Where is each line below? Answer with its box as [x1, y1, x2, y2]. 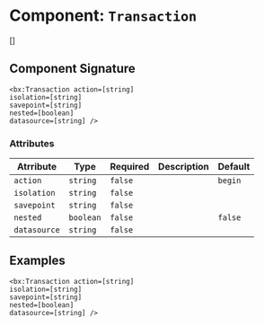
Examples [9, 253, 66, 269]
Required [110, 161, 150, 173]
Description [158, 161, 209, 173]
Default [217, 161, 251, 173]
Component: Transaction [9, 5, 198, 26]
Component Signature [9, 61, 136, 76]
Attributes [9, 137, 55, 149]
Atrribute [16, 161, 57, 173]
